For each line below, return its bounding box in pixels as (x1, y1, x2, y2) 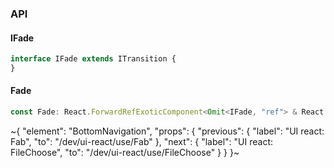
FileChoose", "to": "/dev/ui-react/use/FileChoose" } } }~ (10, 146, 240, 158)
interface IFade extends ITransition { (10, 54, 177, 64)
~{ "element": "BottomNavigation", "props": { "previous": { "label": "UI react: (10, 125, 325, 137)
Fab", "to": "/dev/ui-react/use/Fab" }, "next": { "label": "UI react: (10, 135, 274, 147)
